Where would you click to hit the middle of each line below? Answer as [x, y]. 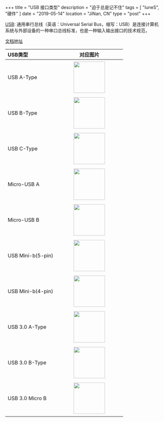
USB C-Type [23, 148]
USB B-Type [22, 113]
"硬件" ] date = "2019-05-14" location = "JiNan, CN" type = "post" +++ [78, 14]
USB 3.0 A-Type [27, 327]
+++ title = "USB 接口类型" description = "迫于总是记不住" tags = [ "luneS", [82, 7]
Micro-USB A [24, 184]
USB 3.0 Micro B [27, 398]
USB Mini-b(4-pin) [30, 291]
